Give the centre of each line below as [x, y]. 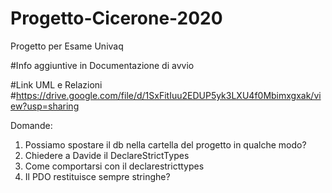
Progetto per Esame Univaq [67, 46]
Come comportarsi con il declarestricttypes [114, 166]
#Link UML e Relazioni [56, 84]
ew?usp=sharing [45, 106]
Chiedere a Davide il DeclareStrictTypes [107, 155]
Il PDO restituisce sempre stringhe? [97, 176]
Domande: [31, 125]
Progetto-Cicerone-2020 [116, 18]
